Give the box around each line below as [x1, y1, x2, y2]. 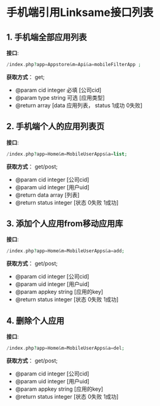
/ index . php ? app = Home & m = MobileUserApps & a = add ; [6, 248, 125, 254]
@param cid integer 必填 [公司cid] [15, 86, 102, 94]
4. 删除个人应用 [6, 315, 64, 326]
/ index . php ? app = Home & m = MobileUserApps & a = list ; [6, 151, 128, 157]
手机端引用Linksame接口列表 [6, 6, 154, 20]
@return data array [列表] [15, 191, 80, 198]
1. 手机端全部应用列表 [6, 32, 87, 42]
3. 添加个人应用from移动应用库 [6, 218, 123, 228]
